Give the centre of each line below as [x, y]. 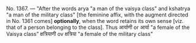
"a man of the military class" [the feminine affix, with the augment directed [97, 15]
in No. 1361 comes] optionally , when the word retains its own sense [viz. [95, 21]
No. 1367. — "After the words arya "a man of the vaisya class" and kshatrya [98, 9]
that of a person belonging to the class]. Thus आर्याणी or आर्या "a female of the [98, 27]
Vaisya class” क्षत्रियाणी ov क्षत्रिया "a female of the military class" [80, 34]
